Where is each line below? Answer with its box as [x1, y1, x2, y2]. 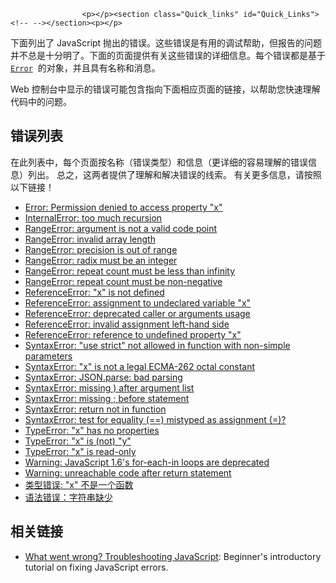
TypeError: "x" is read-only [24, 445, 137, 457]
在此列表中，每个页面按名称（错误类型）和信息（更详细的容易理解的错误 [10, 156, 308, 168]
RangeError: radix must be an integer [24, 254, 178, 266]
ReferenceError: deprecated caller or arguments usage [24, 307, 251, 319]
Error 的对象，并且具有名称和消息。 [10, 62, 161, 74]
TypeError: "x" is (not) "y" [24, 435, 132, 447]
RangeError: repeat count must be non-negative [24, 275, 223, 287]
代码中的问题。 [10, 96, 72, 107]
